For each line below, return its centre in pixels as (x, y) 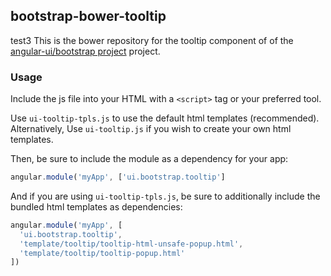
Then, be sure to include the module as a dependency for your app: (149, 159)
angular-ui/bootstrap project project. (85, 51)
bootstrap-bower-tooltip (88, 16)
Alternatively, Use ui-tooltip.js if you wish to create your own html (151, 129)
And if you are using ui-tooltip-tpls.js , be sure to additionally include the (165, 196)
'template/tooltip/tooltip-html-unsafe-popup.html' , (131, 244)
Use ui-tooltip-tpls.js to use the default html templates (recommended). (165, 118)
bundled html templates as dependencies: (96, 206)
